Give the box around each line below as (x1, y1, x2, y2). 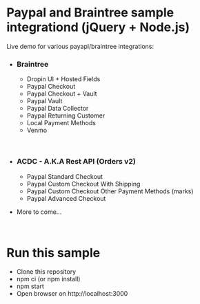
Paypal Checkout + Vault (26, 89, 97, 98)
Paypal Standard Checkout (26, 172, 103, 180)
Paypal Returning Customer (26, 111, 106, 120)
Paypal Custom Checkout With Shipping (26, 180, 141, 188)
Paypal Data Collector (26, 105, 89, 113)
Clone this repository (16, 268, 77, 276)
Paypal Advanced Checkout (26, 194, 106, 202)
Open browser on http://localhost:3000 (16, 290, 128, 298)
